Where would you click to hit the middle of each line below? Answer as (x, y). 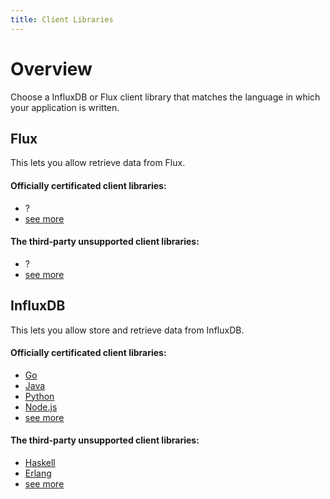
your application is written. (65, 107)
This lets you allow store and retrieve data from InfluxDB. (127, 330)
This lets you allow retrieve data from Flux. (98, 163)
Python (39, 396)
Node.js (41, 407)
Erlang (38, 473)
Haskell (40, 462)
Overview (51, 68)
